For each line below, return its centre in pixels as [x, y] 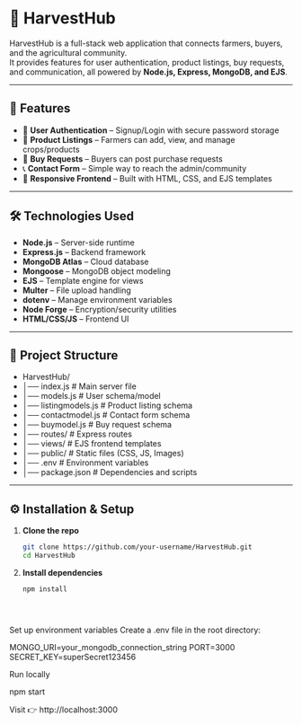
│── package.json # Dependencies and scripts [110, 472]
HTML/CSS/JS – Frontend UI [75, 319]
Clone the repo [50, 531]
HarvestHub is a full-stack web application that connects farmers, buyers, [146, 43]
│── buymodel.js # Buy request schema [97, 425]
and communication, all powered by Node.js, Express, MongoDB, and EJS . [148, 72]
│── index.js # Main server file [79, 386]
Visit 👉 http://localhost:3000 [64, 710]
